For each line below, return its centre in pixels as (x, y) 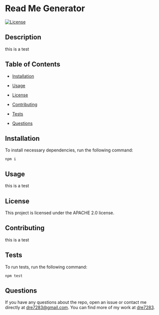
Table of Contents (33, 65)
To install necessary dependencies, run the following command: (69, 150)
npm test (14, 276)
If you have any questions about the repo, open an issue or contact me (76, 302)
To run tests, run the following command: (46, 267)
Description (23, 37)
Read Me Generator (45, 9)
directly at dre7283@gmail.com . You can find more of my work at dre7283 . (80, 308)
